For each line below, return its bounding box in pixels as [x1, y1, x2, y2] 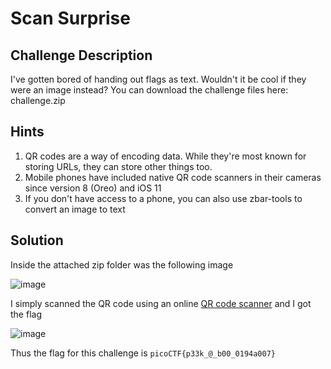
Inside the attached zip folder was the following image [10, 258, 234, 271]
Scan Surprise [10, 7, 131, 30]
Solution [10, 232, 64, 249]
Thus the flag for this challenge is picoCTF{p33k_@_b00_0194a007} [10, 347, 276, 359]
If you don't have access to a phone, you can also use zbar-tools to [24, 192, 303, 204]
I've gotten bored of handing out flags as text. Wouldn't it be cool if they [10, 73, 307, 85]
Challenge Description [10, 47, 153, 64]
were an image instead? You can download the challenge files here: [10, 84, 289, 96]
